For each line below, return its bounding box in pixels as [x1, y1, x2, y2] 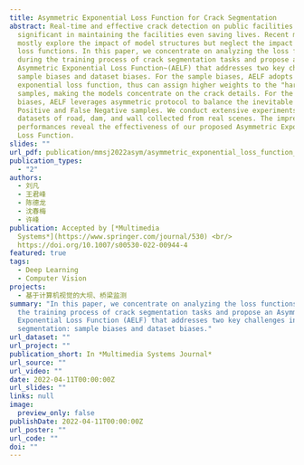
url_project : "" [9, 341, 71, 350]
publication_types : [9, 156, 83, 166]
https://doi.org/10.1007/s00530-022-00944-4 [17, 241, 188, 250]
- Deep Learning [17, 266, 79, 275]
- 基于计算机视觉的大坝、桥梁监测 [17, 290, 128, 299]
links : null [9, 392, 54, 401]
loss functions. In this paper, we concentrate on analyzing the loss [17, 47, 290, 56]
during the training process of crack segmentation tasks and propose [17, 55, 290, 64]
